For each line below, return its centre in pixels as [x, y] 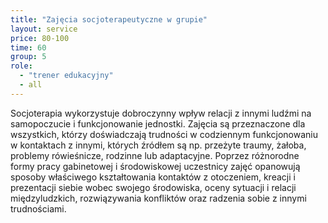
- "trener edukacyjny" [66, 76]
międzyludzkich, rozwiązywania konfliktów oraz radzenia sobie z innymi [158, 198]
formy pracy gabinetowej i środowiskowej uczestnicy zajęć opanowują [155, 166]
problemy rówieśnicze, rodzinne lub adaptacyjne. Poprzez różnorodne [155, 155]
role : [21, 66]
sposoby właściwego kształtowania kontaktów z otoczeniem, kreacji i [153, 177]
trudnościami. [38, 208]
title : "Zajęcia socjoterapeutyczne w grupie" [109, 19]
